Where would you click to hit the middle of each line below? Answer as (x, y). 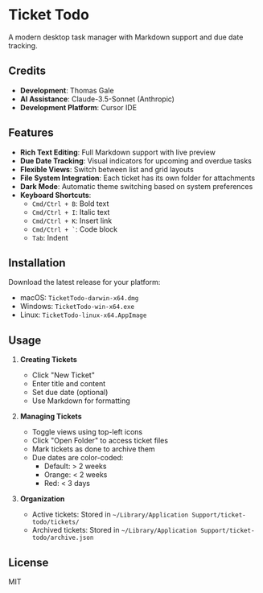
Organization (42, 499)
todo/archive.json (63, 538)
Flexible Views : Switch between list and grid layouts (107, 169)
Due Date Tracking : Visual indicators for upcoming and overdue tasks (136, 161)
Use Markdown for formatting (81, 401)
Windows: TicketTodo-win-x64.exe (77, 307)
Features (31, 133)
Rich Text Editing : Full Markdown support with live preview (117, 152)
